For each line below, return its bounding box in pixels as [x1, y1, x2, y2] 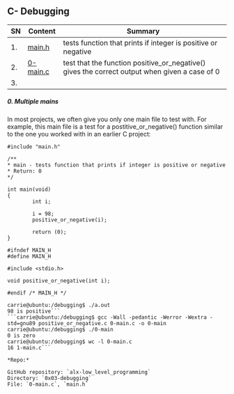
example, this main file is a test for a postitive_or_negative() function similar [7, 122, 224, 131]
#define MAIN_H [7, 253, 52, 260]
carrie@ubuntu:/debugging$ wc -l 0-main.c [7, 338, 132, 345]
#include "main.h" [7, 143, 61, 150]
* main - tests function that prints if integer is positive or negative [7, 161, 226, 168]
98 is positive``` [7, 308, 61, 315]
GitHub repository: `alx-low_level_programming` [7, 368, 151, 375]
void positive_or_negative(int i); [7, 277, 111, 284]
